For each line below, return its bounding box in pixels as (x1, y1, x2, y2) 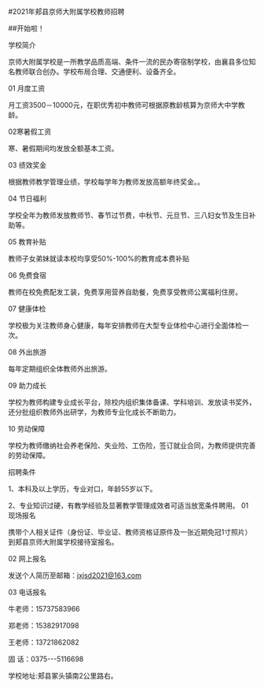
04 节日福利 (8, 194, 47, 203)
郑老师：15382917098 (8, 621, 80, 630)
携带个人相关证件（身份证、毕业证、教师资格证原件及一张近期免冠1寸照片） (8, 527, 252, 537)
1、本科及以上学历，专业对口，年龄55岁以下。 (8, 484, 157, 494)
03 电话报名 (8, 587, 47, 597)
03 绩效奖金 (8, 161, 47, 169)
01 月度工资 (8, 83, 46, 93)
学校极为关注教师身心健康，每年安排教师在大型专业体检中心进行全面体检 (8, 321, 242, 330)
